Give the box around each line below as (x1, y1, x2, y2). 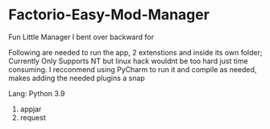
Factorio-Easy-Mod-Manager (8, 6, 210, 24)
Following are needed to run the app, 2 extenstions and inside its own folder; (8, 47, 263, 57)
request (19, 112, 46, 122)
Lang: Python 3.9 (8, 88, 66, 98)
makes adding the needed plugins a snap (8, 73, 145, 83)
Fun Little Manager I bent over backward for (8, 32, 155, 42)
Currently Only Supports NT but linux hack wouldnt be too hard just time (8, 56, 248, 66)
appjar (19, 104, 42, 114)
